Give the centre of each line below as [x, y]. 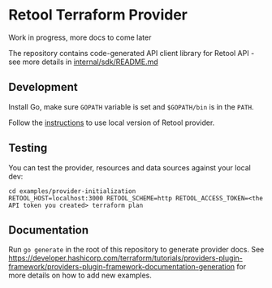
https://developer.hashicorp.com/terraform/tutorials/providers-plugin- [126, 258]
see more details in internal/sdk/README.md [83, 62]
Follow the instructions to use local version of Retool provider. [112, 123]
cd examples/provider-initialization [72, 191]
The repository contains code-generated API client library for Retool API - [132, 53]
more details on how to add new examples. [80, 275]
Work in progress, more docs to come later [80, 37]
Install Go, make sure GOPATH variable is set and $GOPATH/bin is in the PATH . [131, 106]
